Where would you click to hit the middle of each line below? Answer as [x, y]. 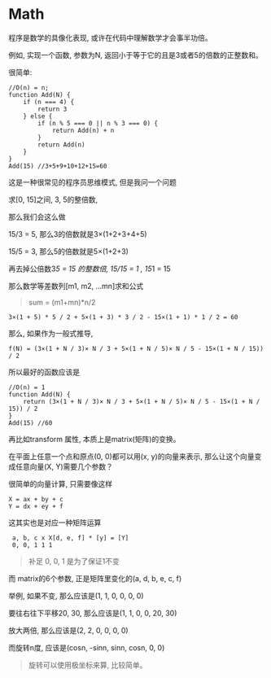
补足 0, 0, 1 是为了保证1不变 [74, 561]
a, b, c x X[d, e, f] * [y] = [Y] [70, 538]
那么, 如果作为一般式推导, [51, 333]
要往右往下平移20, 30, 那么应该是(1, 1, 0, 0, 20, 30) [93, 613]
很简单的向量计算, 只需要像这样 [60, 483]
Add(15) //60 [31, 423]
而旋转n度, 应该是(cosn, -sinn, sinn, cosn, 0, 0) [87, 647]
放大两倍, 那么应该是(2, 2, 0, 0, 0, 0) [68, 630]
